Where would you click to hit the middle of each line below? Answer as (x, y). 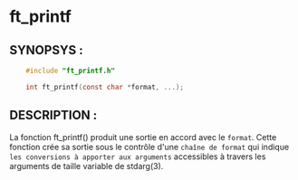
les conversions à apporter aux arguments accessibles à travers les (138, 156)
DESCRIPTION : (53, 115)
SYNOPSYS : (46, 50)
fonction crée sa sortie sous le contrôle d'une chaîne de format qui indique (149, 147)
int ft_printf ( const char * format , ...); (105, 87)
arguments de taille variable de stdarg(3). (87, 166)
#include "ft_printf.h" (71, 71)
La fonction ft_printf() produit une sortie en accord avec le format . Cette (143, 137)
